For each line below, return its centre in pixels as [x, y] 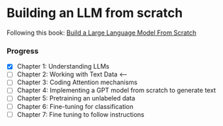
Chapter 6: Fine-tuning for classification [75, 106]
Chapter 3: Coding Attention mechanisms [77, 82]
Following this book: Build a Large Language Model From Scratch [102, 33]
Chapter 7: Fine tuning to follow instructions [80, 114]
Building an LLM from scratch [95, 13]
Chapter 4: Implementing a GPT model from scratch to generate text [116, 91]
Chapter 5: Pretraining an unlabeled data [76, 98]
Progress [23, 51]
